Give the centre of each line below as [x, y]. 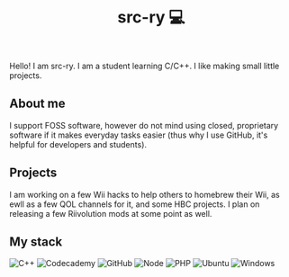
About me [37, 104]
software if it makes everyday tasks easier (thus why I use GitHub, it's [139, 135]
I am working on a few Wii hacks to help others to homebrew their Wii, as [145, 194]
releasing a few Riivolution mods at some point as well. [111, 213]
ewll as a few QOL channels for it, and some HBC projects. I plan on [135, 204]
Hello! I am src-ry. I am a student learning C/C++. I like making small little [144, 66]
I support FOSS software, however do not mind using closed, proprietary [144, 125]
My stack [36, 241]
